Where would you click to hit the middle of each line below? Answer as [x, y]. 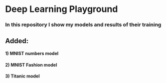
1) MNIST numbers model [32, 54]
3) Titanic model [22, 76]
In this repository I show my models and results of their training [83, 25]
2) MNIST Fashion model [31, 65]
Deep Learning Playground [62, 9]
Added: [17, 41]
